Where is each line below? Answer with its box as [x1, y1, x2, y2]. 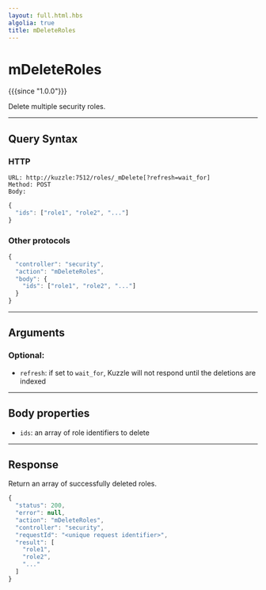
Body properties [8, 407, 90, 420]
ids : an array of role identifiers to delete [19, 428, 150, 437]
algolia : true [8, 19, 55, 27]
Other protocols [8, 235, 70, 246]
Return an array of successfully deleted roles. [8, 479, 157, 489]
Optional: [8, 350, 45, 361]
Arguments [8, 326, 66, 340]
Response [8, 458, 59, 471]
